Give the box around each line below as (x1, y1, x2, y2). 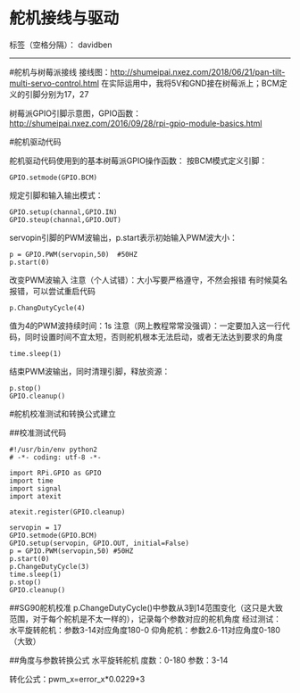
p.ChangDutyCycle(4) (9, 303, 87, 312)
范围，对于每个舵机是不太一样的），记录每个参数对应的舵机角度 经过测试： (9, 613, 281, 624)
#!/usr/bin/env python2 (9, 445, 98, 454)
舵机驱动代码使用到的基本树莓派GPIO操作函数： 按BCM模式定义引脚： (9, 155, 268, 166)
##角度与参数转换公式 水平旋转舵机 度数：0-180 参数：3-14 (9, 655, 229, 665)
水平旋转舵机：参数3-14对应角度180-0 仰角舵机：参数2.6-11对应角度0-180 (9, 624, 281, 635)
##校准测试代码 (9, 427, 67, 438)
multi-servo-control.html (9, 78, 100, 88)
